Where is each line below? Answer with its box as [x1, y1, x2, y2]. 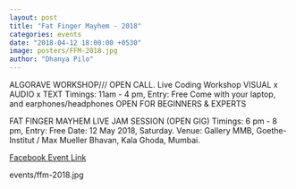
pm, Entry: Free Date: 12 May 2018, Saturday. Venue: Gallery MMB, [9, 125, 255, 135]
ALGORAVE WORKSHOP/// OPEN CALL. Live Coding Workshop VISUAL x [9, 80, 279, 90]
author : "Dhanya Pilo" [9, 55, 94, 64]
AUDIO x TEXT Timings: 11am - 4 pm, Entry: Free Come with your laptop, [9, 89, 276, 99]
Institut [9, 135, 35, 145]
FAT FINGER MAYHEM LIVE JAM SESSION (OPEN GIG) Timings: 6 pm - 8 [9, 116, 278, 126]
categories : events [9, 30, 82, 39]
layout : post [9, 13, 58, 22]
